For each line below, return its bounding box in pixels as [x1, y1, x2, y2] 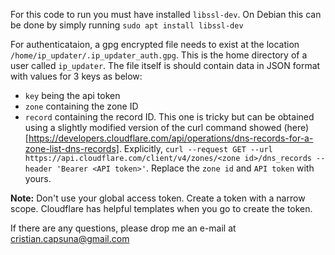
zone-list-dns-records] [24, 143, 120, 154]
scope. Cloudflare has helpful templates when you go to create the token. [10, 203, 313, 214]
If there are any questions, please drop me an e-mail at [10, 222, 237, 234]
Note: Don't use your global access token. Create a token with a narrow [10, 192, 306, 204]
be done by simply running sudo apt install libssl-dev [10, 19, 244, 31]
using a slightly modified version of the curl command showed [24, 122, 282, 133]
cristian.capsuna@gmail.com [10, 233, 130, 244]
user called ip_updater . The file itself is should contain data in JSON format [10, 60, 321, 71]
